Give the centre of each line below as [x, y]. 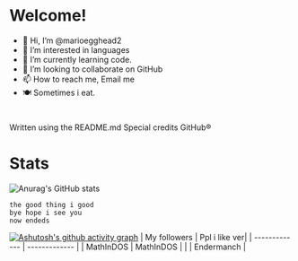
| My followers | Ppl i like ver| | [197, 238]
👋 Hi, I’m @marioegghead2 [72, 40]
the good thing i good [52, 205]
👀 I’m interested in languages [76, 49]
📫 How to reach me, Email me [79, 79]
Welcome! [48, 16]
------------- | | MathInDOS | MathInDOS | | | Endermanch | [136, 247]
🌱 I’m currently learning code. [77, 59]
